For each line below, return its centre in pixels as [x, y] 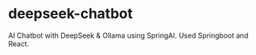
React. [19, 43]
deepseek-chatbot [71, 14]
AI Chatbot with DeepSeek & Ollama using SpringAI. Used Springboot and [128, 35]
